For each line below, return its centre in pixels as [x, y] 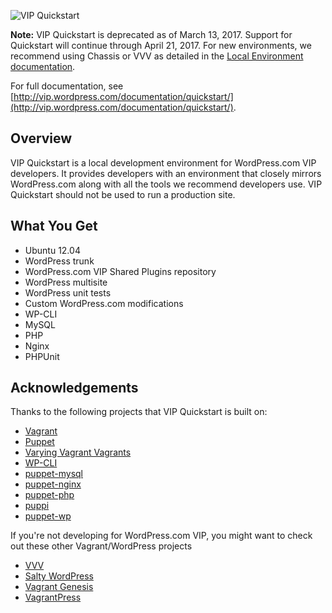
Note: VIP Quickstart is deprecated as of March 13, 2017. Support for [151, 34]
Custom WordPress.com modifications [104, 303]
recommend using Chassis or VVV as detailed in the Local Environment [157, 56]
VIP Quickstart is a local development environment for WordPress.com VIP [163, 162]
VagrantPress [53, 597]
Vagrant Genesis [59, 587]
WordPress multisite [66, 282]
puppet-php [49, 495]
